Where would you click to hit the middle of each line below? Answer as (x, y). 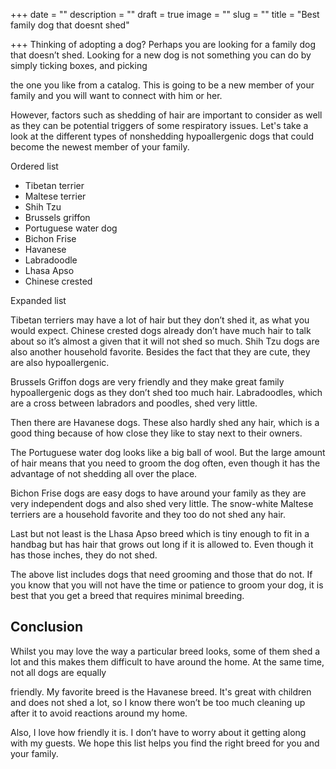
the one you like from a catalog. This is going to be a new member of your (162, 85)
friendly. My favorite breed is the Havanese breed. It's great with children (161, 691)
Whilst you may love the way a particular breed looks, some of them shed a (165, 651)
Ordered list (34, 166)
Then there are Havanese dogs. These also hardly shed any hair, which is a (165, 422)
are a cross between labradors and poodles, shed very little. (134, 403)
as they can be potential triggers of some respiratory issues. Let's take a (159, 125)
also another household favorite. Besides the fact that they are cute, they (160, 352)
